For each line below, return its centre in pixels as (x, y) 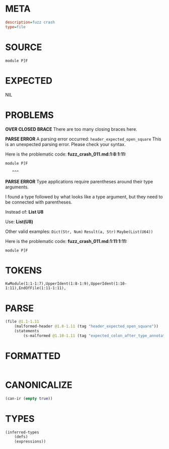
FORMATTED (33, 356)
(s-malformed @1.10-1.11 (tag (55, 336)
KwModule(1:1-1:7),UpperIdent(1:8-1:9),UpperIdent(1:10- (66, 284)
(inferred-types (22, 432)
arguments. (17, 187)
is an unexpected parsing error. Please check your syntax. (65, 144)
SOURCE (24, 47)
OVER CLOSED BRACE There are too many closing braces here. (71, 129)
